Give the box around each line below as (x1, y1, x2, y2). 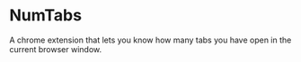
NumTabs (9, 5, 83, 26)
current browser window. (9, 43, 102, 54)
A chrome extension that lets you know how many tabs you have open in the (9, 35, 292, 45)
